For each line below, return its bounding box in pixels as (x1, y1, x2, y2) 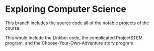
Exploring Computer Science (5, 3, 127, 15)
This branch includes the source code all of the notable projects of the (5, 20, 149, 26)
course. (5, 25, 21, 31)
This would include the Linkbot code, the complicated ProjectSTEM (5, 35, 143, 41)
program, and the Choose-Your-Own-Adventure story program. (5, 40, 135, 46)
